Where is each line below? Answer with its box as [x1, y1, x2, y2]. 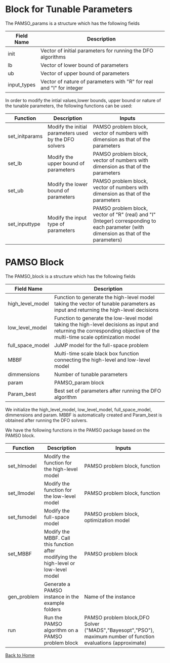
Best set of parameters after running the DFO [54, 387, 161, 394]
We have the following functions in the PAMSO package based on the [5, 427, 150, 433]
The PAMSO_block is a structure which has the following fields [5, 273, 136, 279]
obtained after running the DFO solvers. [5, 417, 88, 423]
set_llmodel [8, 489, 35, 496]
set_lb [8, 160, 22, 167]
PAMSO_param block [54, 379, 105, 386]
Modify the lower [47, 180, 88, 187]
